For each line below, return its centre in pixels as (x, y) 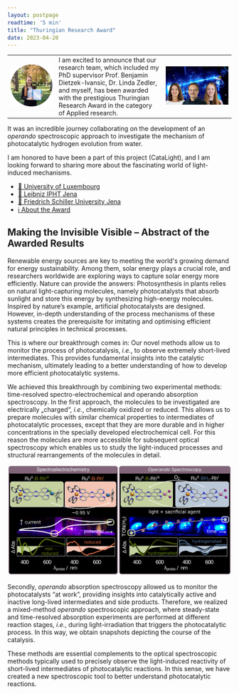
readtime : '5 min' (34, 22)
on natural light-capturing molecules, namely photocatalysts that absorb (113, 291)
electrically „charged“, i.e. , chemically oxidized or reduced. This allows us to (119, 409)
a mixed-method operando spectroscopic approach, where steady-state (113, 610)
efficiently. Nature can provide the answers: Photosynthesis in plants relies (117, 283)
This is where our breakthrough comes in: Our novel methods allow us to (114, 343)
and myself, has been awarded (103, 90)
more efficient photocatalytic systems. (64, 373)
